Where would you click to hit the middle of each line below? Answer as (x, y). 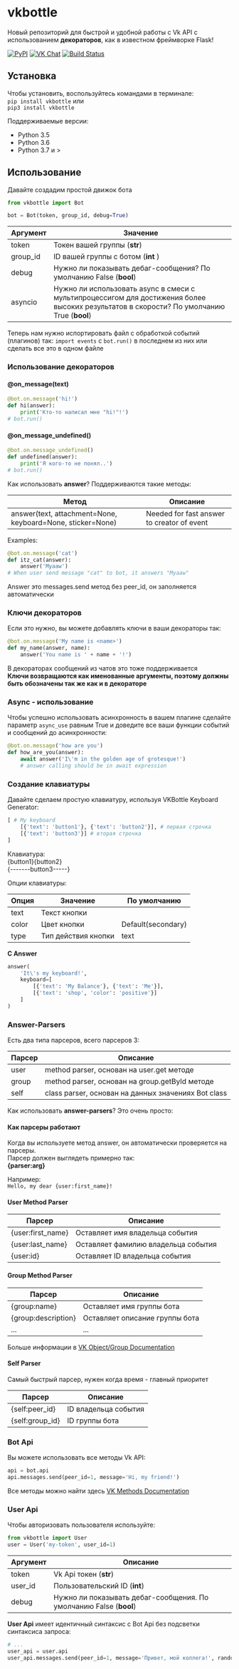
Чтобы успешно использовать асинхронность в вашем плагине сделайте (119, 718)
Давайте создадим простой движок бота (70, 189)
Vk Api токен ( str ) (83, 1574)
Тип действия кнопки (78, 936)
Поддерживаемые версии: (48, 121)
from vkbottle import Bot (46, 203)
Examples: (22, 540)
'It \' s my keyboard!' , (54, 973)
